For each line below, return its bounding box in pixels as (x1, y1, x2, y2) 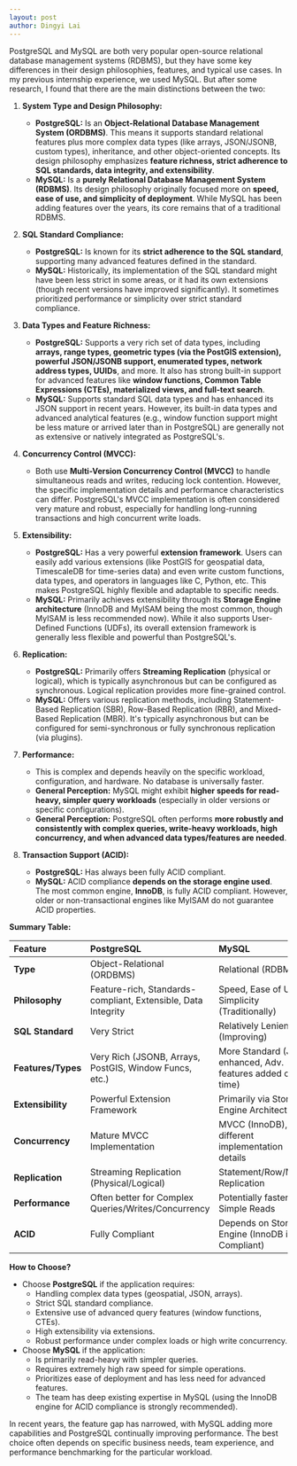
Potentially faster (217, 1191, 289, 1204)
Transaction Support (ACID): (21, 849, 130, 860)
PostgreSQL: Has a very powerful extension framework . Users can (34, 547, 283, 558)
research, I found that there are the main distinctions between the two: (9, 83, 266, 94)
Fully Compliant (89, 1228, 155, 1240)
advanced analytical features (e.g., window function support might (34, 412, 278, 423)
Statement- (232, 694, 275, 705)
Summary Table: (9, 921, 72, 932)
